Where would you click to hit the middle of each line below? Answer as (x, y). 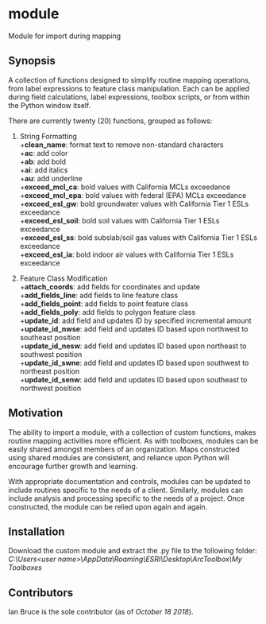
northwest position (50, 388)
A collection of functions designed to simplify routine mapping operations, (129, 79)
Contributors (41, 593)
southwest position (51, 354)
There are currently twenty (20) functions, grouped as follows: (110, 121)
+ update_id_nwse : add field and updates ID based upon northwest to (134, 329)
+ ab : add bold (42, 161)
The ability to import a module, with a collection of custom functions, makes (132, 432)
